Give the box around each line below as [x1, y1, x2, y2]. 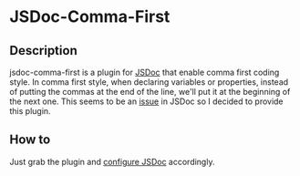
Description [9, 43, 78, 58]
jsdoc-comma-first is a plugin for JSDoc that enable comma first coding [9, 67, 280, 78]
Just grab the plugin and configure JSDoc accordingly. [9, 156, 215, 167]
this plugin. [9, 106, 52, 116]
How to [9, 132, 51, 148]
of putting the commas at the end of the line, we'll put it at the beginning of [9, 87, 291, 97]
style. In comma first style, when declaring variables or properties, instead [9, 77, 289, 88]
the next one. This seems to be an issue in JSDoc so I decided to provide [9, 96, 284, 107]
